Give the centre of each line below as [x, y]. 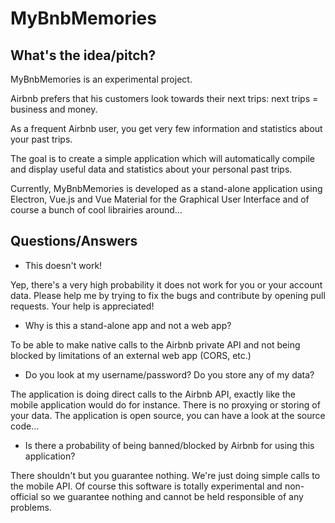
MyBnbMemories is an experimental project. [101, 79]
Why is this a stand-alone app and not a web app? [128, 325]
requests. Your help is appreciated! [82, 306]
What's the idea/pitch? [83, 55]
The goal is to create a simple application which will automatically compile [163, 158]
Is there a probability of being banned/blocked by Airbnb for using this [169, 445]
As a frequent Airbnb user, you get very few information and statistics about [166, 128]
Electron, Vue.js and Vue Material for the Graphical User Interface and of [160, 199]
